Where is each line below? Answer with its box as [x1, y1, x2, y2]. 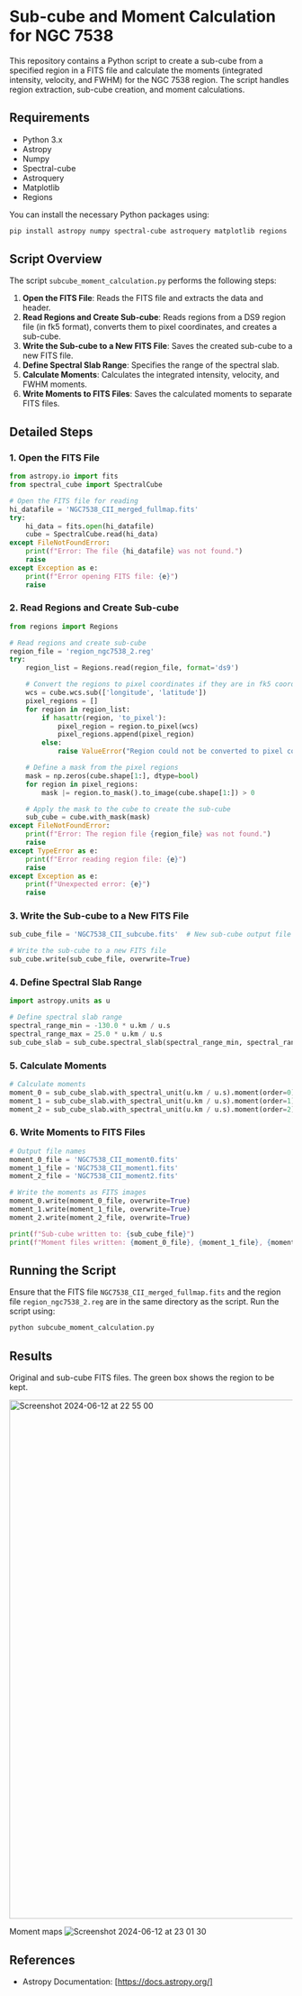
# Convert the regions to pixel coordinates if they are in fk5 [25, 680, 271, 689]
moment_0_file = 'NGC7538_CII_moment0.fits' [9, 1155, 179, 1164]
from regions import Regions [9, 622, 119, 631]
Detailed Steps [9, 424, 93, 439]
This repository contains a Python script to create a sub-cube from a [9, 55, 263, 66]
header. [22, 302, 51, 313]
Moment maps [9, 1927, 63, 1937]
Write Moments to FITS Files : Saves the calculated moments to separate [22, 389, 292, 399]
